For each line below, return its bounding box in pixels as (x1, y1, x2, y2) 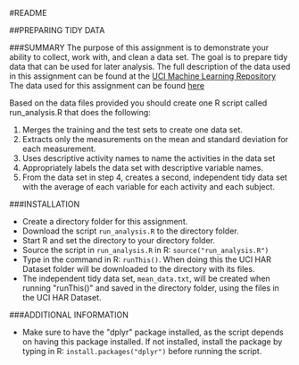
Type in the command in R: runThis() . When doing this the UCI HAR (21, 254, 272, 265)
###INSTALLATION (9, 199, 80, 209)
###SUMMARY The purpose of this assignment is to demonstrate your (9, 42, 270, 53)
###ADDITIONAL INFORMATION (9, 310, 129, 320)
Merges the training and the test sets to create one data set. (21, 124, 243, 135)
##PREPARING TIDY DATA (9, 25, 105, 35)
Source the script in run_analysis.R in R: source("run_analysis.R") (21, 245, 270, 255)
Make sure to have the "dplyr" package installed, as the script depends (21, 327, 284, 337)
